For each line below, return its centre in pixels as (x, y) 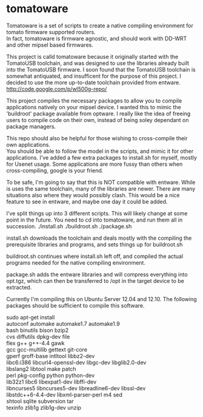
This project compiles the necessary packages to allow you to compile (94, 100)
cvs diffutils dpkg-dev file (38, 336)
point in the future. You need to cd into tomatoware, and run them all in (95, 220)
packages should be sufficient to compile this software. (75, 305)
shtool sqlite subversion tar (40, 401)
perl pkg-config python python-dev (51, 375)
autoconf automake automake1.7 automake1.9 (63, 324)
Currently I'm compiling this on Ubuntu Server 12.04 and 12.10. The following (101, 299)
